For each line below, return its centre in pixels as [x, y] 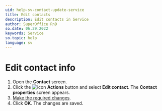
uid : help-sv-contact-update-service [45, 10]
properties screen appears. [41, 92]
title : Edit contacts [28, 15]
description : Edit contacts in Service [47, 19]
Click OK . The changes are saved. [48, 103]
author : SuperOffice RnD [31, 24]
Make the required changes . [42, 98]
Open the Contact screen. [39, 82]
